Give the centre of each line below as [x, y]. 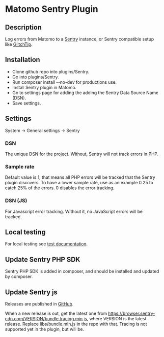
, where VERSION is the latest [117, 318]
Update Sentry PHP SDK [43, 259]
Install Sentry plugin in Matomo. [44, 87]
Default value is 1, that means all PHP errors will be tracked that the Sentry [80, 177]
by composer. [19, 276]
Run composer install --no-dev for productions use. [64, 82]
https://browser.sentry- [131, 313]
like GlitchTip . [19, 44]
